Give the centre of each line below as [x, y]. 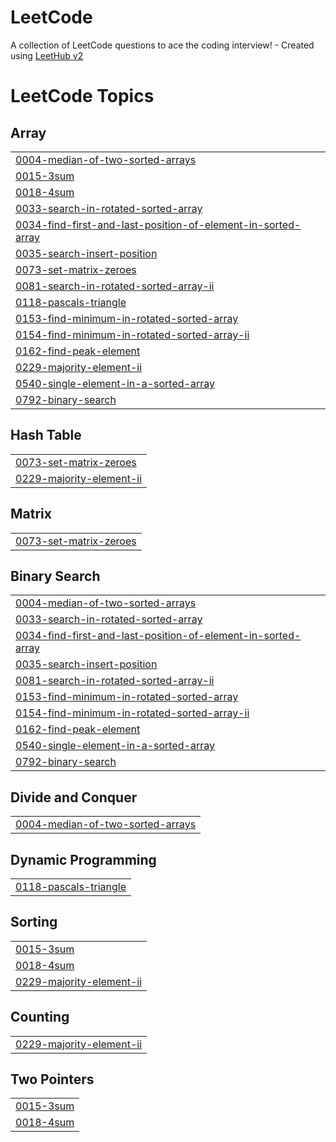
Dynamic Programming [83, 859]
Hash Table [46, 435]
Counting [40, 1017]
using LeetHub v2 [47, 55]
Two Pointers [52, 1079]
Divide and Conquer [74, 797]
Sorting [34, 922]
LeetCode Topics [82, 96]
